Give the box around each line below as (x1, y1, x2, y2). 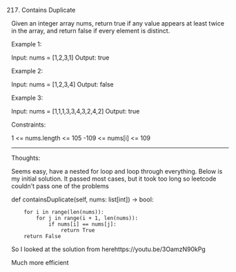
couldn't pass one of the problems (11, 182, 109, 190)
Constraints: (11, 120, 46, 129)
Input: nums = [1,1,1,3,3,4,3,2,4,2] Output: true (11, 107, 140, 115)
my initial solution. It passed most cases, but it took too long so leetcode (11, 174, 217, 183)
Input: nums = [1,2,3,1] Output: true (11, 53, 110, 62)
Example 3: (11, 93, 43, 102)
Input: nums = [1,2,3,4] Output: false (11, 80, 114, 89)
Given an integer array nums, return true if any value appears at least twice (11, 19, 225, 27)
